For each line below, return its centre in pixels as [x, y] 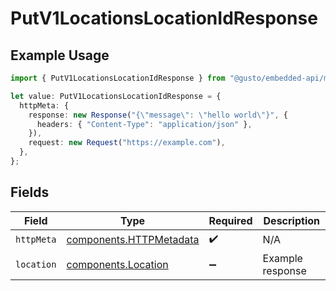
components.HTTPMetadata [133, 240]
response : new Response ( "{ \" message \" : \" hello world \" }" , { [158, 115]
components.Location [117, 264]
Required [230, 220]
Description [291, 220]
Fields [30, 192]
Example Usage [60, 55]
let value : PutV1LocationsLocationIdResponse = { [116, 96]
